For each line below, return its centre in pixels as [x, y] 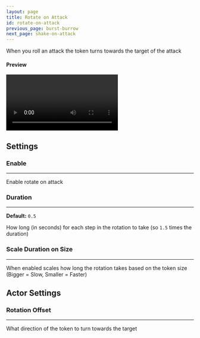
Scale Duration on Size [40, 250]
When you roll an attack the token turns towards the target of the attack [94, 51]
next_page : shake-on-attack [41, 34]
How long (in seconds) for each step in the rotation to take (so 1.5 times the [99, 228]
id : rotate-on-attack [33, 23]
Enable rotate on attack [35, 182]
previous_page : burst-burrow [42, 28]
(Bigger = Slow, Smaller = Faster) [47, 274]
